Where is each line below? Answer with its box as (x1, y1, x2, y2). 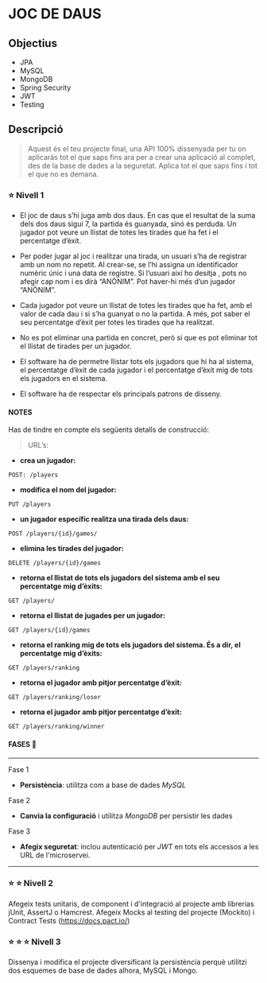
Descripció (8, 122, 64, 136)
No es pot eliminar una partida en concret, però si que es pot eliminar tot (19, 333, 258, 343)
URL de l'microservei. (19, 850, 91, 860)
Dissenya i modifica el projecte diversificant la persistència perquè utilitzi (8, 958, 248, 967)
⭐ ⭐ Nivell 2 (8, 878, 54, 889)
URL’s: (27, 441, 49, 450)
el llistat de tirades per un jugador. (19, 341, 132, 351)
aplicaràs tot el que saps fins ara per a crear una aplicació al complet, (27, 152, 256, 161)
